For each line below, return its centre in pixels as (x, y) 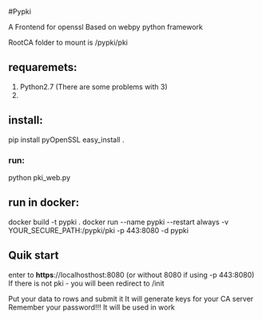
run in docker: (44, 203)
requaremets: (43, 67)
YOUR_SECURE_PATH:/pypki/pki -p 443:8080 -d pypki (99, 230)
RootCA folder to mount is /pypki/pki (68, 42)
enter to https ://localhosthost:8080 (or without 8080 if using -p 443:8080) (131, 275)
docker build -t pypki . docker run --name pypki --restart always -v (119, 222)
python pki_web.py (40, 177)
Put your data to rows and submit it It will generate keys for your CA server (131, 298)
